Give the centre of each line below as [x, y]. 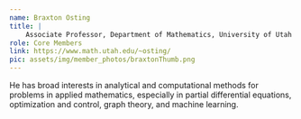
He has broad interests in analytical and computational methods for [134, 85]
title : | [26, 26]
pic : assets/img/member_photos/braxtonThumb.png [102, 59]
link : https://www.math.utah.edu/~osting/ [90, 51]
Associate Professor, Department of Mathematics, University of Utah [159, 34]
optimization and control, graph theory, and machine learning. [124, 104]
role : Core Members [46, 43]
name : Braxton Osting [50, 18]
